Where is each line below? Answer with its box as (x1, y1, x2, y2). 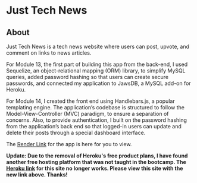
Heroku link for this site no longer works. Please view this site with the (6, 165, 183, 172)
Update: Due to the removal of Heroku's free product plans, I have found (6, 152, 188, 159)
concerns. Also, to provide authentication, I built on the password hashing (6, 116, 187, 124)
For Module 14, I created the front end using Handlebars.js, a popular (6, 97, 175, 105)
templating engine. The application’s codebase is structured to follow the (6, 104, 185, 111)
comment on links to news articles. (6, 49, 92, 56)
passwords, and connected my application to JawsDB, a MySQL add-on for (6, 80, 192, 87)
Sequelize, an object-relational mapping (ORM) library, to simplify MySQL (6, 67, 186, 74)
